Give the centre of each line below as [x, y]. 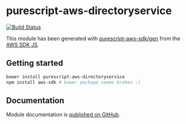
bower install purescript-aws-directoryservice [66, 77]
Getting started [35, 63]
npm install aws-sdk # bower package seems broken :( [74, 82]
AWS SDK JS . [23, 45]
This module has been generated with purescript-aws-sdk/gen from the [93, 38]
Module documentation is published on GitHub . [63, 115]
